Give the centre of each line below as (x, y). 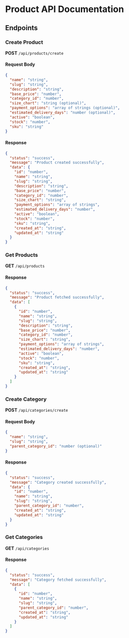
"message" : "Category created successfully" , (58, 482)
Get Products (22, 255)
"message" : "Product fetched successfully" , (57, 298)
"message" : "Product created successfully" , (57, 163)
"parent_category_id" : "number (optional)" (56, 446)
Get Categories (24, 537)
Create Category (26, 399)
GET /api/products (25, 266)
